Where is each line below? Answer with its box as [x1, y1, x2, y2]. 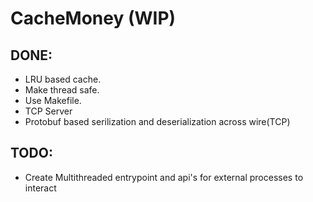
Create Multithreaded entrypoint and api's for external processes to [24, 171, 304, 183]
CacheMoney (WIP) [10, 7, 177, 30]
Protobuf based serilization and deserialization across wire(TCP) [24, 116, 291, 127]
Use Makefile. [24, 95, 82, 106]
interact [24, 182, 57, 194]
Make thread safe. [24, 84, 100, 96]
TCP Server [24, 105, 73, 117]
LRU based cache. [24, 73, 102, 85]
